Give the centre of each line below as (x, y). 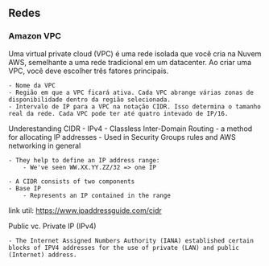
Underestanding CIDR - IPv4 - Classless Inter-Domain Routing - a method (130, 129)
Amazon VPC (35, 36)
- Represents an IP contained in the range (97, 195)
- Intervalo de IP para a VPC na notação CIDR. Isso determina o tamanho (135, 106)
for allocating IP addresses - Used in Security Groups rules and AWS (122, 137)
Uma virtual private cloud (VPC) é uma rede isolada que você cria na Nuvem (135, 53)
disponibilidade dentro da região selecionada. (90, 100)
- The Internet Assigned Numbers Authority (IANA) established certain (131, 240)
